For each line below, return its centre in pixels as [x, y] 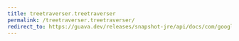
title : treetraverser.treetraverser [62, 14]
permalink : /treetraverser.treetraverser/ [71, 20]
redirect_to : [27, 26]
